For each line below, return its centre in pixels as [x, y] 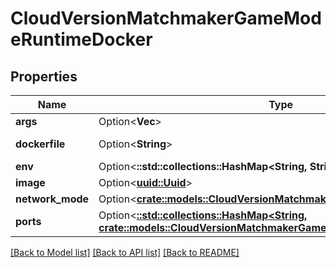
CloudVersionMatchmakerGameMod [166, 18]
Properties [44, 76]
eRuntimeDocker [81, 39]
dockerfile [40, 144]
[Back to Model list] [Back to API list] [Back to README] [125, 252]
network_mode [52, 199]
